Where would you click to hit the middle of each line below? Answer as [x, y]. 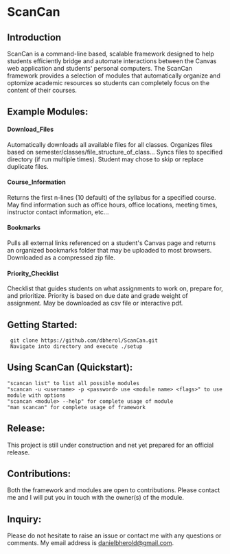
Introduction [34, 37]
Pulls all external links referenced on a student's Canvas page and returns [112, 243]
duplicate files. [28, 166]
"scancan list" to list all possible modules [73, 383]
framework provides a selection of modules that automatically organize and [114, 76]
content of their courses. [42, 90]
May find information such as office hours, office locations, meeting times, [112, 205]
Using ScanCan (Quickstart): [70, 368]
